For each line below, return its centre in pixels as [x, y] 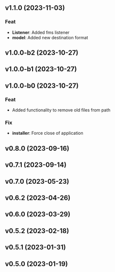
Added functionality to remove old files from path [61, 110]
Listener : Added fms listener [41, 32]
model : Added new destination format [50, 37]
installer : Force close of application [48, 133]
